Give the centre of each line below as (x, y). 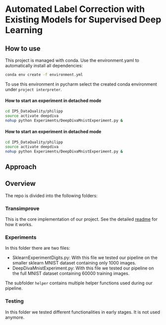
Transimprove (22, 208)
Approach (21, 167)
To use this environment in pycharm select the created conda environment (81, 84)
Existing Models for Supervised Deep (83, 20)
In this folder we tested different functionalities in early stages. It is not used (83, 312)
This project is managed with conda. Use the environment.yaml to (72, 60)
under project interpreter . (33, 89)
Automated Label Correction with (75, 9)
